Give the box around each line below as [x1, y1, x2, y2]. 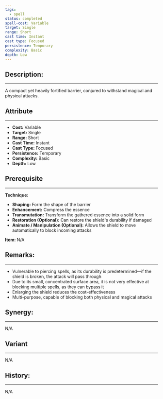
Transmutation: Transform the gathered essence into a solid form [12, 212, 144, 218]
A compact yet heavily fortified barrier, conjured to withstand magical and [5, 88, 152, 94]
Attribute [5, 107, 33, 115]
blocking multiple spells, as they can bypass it [12, 284, 104, 290]
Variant [5, 340, 28, 348]
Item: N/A [5, 237, 25, 243]
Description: [5, 70, 44, 78]
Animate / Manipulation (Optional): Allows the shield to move [12, 222, 136, 228]
